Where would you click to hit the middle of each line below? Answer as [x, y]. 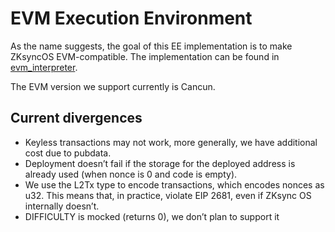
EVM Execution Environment [131, 18]
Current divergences [76, 118]
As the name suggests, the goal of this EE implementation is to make [151, 46]
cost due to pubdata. [68, 153]
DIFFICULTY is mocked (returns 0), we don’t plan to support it [152, 216]
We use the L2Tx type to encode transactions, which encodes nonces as [174, 184]
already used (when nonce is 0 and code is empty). [131, 174]
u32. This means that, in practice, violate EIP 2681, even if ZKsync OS [168, 195]
